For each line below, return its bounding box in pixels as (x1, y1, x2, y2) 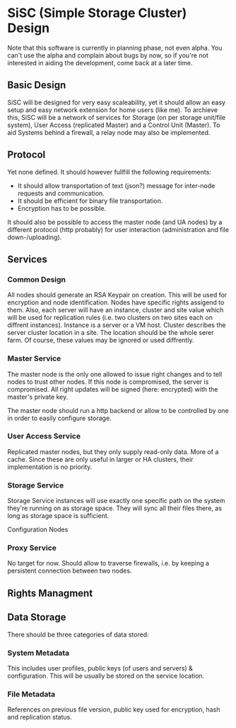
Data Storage (7, 612, 66, 624)
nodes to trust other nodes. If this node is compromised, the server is (7, 377, 209, 386)
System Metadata (7, 648, 70, 658)
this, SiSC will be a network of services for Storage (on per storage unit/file (7, 113, 226, 121)
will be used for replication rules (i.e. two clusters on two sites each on (7, 314, 213, 322)
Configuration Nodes (7, 525, 69, 534)
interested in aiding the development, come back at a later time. (7, 58, 193, 67)
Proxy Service (7, 543, 57, 553)
